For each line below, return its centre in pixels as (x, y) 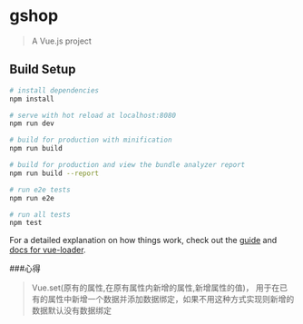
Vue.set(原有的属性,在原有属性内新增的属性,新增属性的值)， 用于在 (156, 288)
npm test (26, 223)
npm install (32, 99)
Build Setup (43, 69)
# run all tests (40, 214)
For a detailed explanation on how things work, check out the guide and (143, 241)
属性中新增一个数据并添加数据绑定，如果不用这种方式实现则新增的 (171, 299)
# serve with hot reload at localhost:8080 (93, 115)
